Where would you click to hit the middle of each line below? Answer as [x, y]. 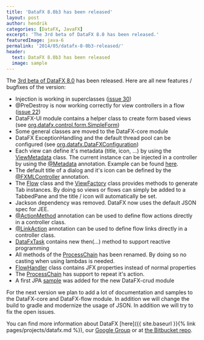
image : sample [30, 63]
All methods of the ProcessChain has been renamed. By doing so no [101, 255]
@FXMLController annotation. [52, 176]
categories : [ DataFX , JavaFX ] [45, 29]
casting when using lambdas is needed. [65, 261]
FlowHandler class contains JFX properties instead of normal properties [105, 267]
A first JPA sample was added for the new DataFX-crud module [95, 280]
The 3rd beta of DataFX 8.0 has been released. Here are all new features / [99, 81]
